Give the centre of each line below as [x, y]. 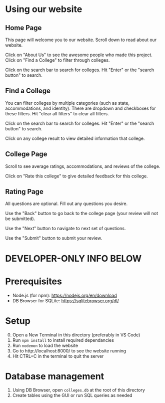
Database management [55, 376]
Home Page [23, 28]
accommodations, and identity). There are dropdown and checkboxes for [80, 108]
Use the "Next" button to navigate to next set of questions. [65, 229]
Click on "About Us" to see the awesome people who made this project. [79, 55]
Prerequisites [34, 281]
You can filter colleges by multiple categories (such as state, [67, 103]
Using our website [44, 9]
